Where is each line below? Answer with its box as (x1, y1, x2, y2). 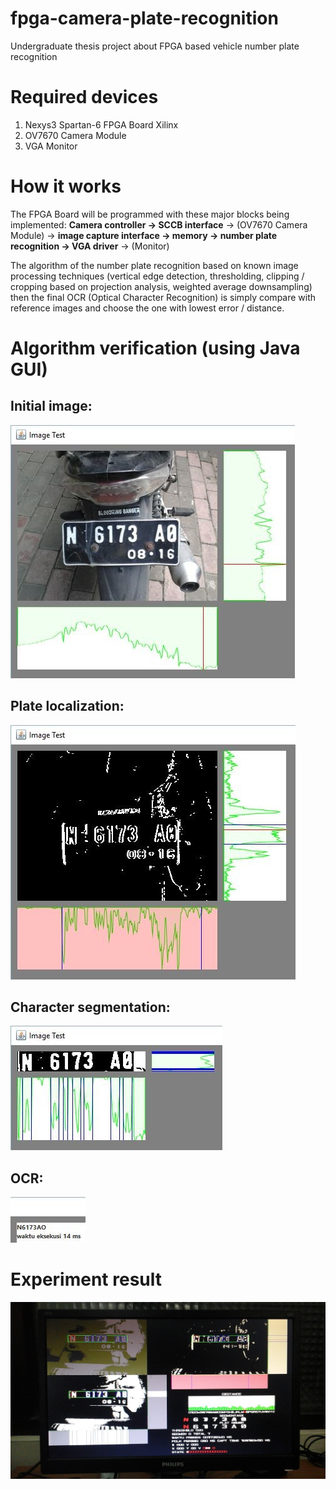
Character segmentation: (10, 999, 171, 1016)
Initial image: (10, 398, 93, 415)
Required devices (10, 86, 159, 109)
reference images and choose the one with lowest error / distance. (10, 302, 285, 314)
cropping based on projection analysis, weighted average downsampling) (10, 280, 313, 292)
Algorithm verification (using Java (10, 337, 301, 359)
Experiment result (10, 1268, 163, 1291)
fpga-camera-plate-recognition (10, 7, 279, 30)
